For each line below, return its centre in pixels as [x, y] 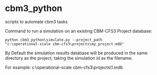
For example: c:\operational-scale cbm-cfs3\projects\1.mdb [64, 67]
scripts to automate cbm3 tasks [36, 22]
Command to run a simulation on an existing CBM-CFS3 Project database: [79, 31]
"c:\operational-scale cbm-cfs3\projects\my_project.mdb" [64, 44]
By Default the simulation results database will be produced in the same [76, 53]
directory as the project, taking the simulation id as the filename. [69, 58]
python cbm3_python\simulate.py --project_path [54, 40]
